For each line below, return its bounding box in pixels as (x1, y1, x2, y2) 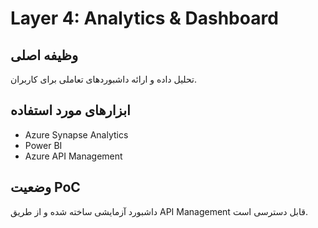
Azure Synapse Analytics (24, 128, 129, 141)
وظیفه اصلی (10, 47, 79, 64)
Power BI (24, 139, 63, 151)
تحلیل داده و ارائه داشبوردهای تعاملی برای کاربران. (10, 73, 197, 85)
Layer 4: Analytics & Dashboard (10, 7, 279, 30)
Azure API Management (24, 150, 123, 162)
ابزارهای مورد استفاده (10, 102, 131, 119)
